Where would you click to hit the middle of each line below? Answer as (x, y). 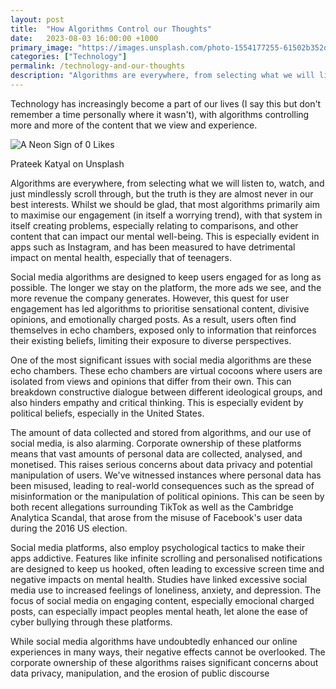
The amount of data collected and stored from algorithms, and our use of (161, 432)
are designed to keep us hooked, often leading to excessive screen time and (167, 568)
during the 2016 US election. (69, 528)
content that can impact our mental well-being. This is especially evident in (165, 236)
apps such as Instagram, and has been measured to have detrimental (153, 247)
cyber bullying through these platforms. (91, 622)
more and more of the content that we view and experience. (134, 125)
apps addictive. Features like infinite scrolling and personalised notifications (166, 558)
